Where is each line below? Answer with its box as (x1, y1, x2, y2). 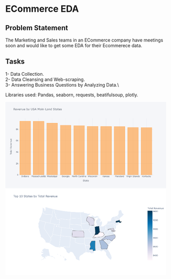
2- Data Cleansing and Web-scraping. (5, 76, 85, 82)
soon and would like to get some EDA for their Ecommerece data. (5, 42, 142, 49)
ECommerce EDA (5, 3, 79, 15)
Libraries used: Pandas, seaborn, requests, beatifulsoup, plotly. (5, 92, 139, 98)
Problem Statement (5, 24, 68, 32)
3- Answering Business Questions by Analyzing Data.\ (5, 81, 119, 88)
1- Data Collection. (5, 71, 44, 77)
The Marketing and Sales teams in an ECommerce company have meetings (5, 37, 163, 43)
